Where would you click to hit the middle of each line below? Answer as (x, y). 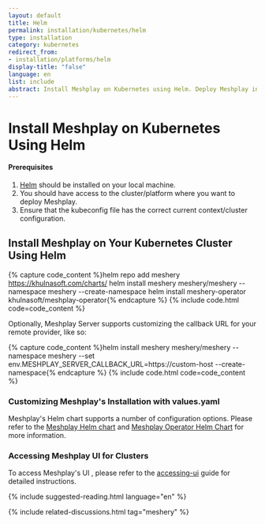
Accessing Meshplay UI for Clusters (78, 455)
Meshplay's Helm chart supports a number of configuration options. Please (131, 418)
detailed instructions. (42, 481)
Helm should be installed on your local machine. (97, 185)
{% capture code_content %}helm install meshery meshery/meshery (119, 347)
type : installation (40, 38)
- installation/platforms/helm (60, 60)
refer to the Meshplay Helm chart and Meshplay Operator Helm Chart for (126, 427)
